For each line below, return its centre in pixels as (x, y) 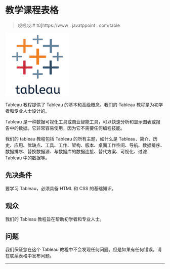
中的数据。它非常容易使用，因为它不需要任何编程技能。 (67, 128)
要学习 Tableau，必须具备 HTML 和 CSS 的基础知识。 (61, 188)
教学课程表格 (32, 10)
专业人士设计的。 (32, 111)
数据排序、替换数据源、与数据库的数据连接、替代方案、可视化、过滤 (76, 151)
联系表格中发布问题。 (32, 256)
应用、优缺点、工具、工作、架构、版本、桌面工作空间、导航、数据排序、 (89, 145)
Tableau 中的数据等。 (28, 158)
